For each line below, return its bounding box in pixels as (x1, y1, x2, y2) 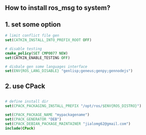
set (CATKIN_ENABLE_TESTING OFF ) (5, 55, 70, 60)
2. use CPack (5, 82, 45, 90)
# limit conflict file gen (5, 33, 59, 38)
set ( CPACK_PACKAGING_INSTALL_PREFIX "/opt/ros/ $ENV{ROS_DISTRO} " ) (5, 104, 142, 108)
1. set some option (5, 20, 61, 29)
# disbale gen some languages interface (5, 64, 88, 69)
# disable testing (5, 46, 42, 51)
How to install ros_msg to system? (5, 4, 111, 12)
